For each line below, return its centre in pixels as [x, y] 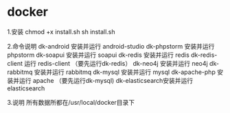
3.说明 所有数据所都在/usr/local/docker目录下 [71, 102]
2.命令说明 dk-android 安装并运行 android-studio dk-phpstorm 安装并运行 [111, 46]
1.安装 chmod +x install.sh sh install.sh [61, 32]
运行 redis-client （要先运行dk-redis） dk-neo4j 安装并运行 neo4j [116, 63]
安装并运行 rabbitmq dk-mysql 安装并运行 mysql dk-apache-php [125, 72]
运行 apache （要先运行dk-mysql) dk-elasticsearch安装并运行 [106, 80]
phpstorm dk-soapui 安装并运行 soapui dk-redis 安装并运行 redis [99, 55]
